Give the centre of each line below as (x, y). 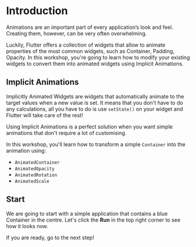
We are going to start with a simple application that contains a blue (87, 213)
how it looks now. (27, 226)
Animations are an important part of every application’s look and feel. (90, 27)
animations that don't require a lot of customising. (66, 133)
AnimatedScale (32, 181)
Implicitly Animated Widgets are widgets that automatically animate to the (95, 96)
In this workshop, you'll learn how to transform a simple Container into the (96, 144)
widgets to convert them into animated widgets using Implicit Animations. (95, 64)
